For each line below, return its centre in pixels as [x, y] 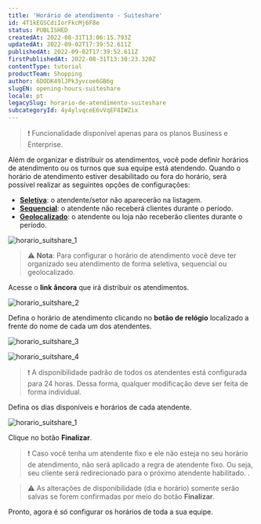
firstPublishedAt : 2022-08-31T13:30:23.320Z [82, 60]
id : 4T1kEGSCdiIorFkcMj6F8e [54, 23]
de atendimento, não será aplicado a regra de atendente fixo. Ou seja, [140, 465]
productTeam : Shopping [45, 74]
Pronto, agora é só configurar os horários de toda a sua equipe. [111, 512]
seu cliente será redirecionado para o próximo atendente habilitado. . [139, 473]
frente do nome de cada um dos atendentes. [80, 326]
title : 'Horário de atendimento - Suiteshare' [85, 15]
